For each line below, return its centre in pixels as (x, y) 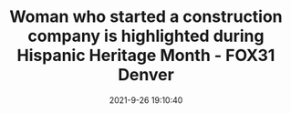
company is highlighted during (146, 36)
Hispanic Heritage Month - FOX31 (146, 56)
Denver (146, 75)
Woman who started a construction (146, 17)
